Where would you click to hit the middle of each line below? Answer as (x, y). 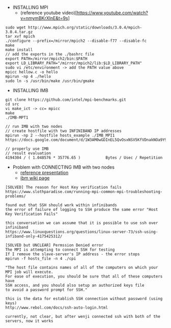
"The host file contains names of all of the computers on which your (82, 267)
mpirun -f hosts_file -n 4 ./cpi (41, 259)
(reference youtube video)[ (49, 13)
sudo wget (16, 28)
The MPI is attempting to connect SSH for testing (60, 250)
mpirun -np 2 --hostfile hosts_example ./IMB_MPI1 (60, 135)
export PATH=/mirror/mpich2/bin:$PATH (46, 59)
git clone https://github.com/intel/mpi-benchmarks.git (66, 100)
